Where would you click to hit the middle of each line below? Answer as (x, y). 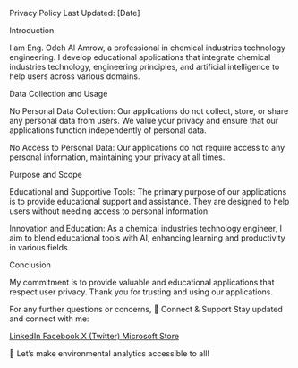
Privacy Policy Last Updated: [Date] (75, 13)
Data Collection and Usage (59, 94)
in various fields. (40, 247)
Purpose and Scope (46, 175)
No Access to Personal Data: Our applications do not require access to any (147, 148)
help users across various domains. (75, 76)
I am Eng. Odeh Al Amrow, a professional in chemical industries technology (148, 48)
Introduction (32, 30)
